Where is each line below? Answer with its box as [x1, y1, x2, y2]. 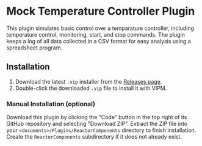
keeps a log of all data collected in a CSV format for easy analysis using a [6, 37, 191, 45]
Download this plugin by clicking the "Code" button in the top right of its [6, 114, 187, 121]
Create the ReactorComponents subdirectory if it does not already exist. [6, 133, 182, 141]
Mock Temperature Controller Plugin [6, 4, 195, 18]
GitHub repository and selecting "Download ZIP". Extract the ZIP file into [6, 120, 188, 128]
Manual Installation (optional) [6, 100, 96, 108]
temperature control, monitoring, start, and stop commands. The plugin [6, 31, 185, 38]
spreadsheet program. [6, 44, 63, 51]
